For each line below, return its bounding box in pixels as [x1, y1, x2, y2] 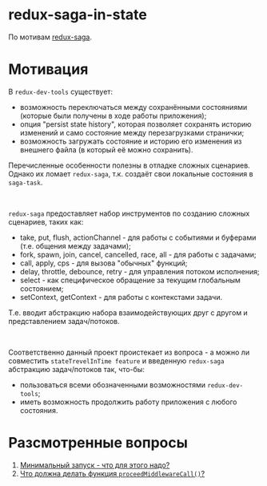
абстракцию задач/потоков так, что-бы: [8, 364, 145, 374]
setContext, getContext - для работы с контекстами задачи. [19, 292, 222, 302]
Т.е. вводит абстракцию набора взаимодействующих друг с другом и [8, 307, 248, 318]
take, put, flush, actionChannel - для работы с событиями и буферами [19, 233, 257, 242]
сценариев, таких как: [8, 217, 84, 226]
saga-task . [8, 177, 43, 187]
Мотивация [8, 60, 89, 79]
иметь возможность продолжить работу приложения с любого [19, 397, 237, 407]
